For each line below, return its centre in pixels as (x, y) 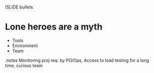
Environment (25, 46)
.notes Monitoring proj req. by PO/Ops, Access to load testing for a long (77, 60)
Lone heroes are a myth (54, 27)
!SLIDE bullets (19, 7)
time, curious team (24, 65)
